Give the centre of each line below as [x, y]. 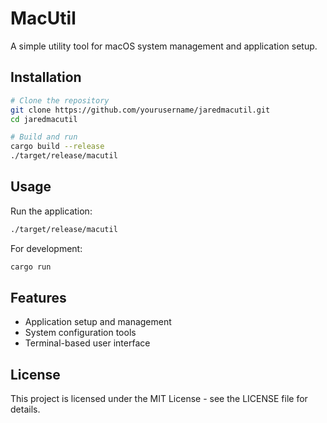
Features [38, 297]
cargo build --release [57, 147]
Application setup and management [98, 322]
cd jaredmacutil [44, 119]
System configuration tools [80, 333]
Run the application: [51, 211]
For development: [46, 248]
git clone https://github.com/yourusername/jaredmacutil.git [140, 110]
